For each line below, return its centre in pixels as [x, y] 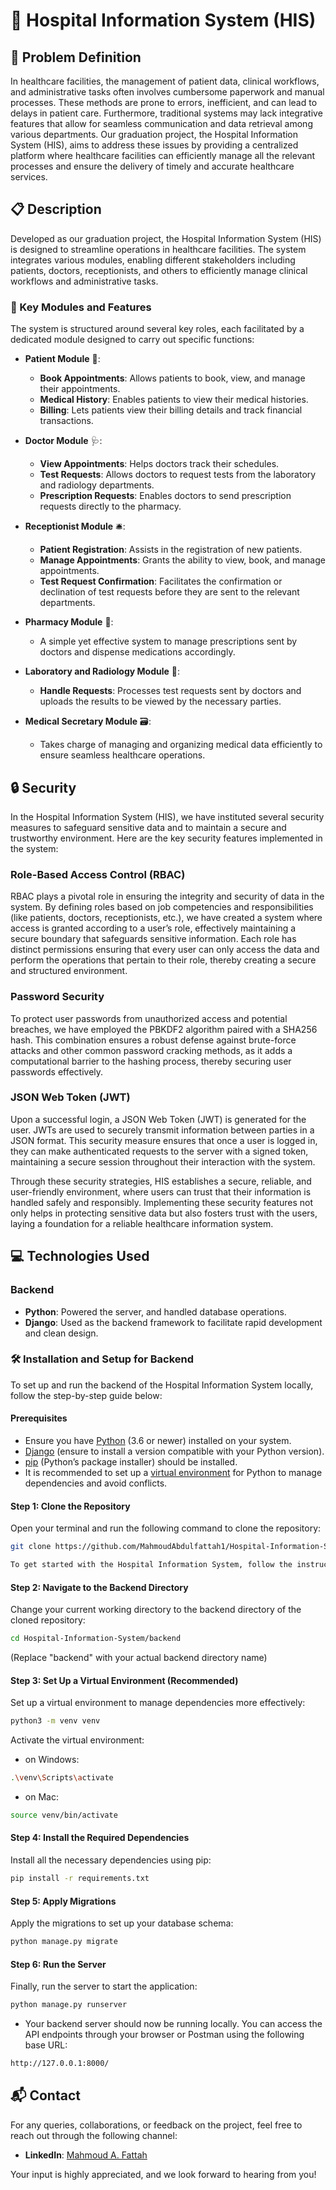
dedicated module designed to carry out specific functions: [132, 340]
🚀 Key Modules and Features [81, 307]
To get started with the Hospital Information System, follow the [151, 1565]
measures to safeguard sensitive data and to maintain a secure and [148, 827]
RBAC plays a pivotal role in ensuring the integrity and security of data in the [167, 896]
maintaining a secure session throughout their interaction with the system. [163, 1161]
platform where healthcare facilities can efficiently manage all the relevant [163, 155]
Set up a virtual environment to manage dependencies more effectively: [158, 1703]
